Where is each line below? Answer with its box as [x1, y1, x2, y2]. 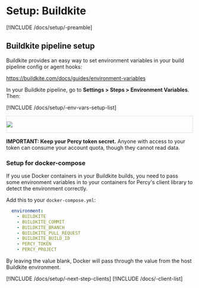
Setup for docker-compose [6, 159, 86, 167]
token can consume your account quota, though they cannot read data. [6, 144, 181, 151]
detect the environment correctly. [6, 185, 88, 192]
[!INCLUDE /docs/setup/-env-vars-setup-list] [6, 104, 117, 111]
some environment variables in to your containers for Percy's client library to [6, 179, 193, 186]
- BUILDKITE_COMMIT [17, 219, 65, 225]
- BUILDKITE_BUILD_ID [17, 236, 70, 242]
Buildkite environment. [6, 264, 61, 271]
